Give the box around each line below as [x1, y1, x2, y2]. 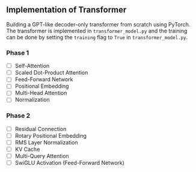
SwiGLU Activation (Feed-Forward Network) [14, 159, 125, 167]
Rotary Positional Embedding [14, 132, 87, 139]
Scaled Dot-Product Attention [14, 69, 88, 76]
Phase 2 [6, 111, 31, 120]
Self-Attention [14, 63, 50, 70]
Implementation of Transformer [6, 5, 127, 15]
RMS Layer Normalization [14, 138, 78, 146]
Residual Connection [14, 125, 67, 132]
